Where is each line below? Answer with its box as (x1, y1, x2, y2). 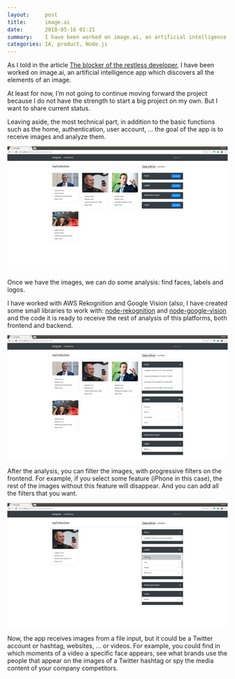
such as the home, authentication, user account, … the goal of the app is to (7, 125, 224, 134)
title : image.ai (7, 18, 71, 26)
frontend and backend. (7, 321, 73, 329)
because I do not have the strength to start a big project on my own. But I (7, 97, 218, 105)
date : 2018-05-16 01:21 (7, 26, 96, 33)
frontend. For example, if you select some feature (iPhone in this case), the (7, 474, 222, 483)
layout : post (7, 11, 58, 18)
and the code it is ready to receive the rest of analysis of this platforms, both (7, 313, 227, 322)
